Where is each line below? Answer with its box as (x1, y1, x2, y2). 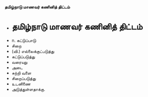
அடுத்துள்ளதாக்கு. (11, 86, 46, 92)
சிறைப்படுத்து (11, 75, 36, 81)
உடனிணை (11, 81, 31, 86)
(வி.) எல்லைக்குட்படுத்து (11, 48, 54, 54)
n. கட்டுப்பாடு (11, 37, 36, 43)
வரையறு (11, 59, 28, 65)
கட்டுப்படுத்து (11, 54, 35, 59)
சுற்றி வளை (11, 70, 32, 76)
